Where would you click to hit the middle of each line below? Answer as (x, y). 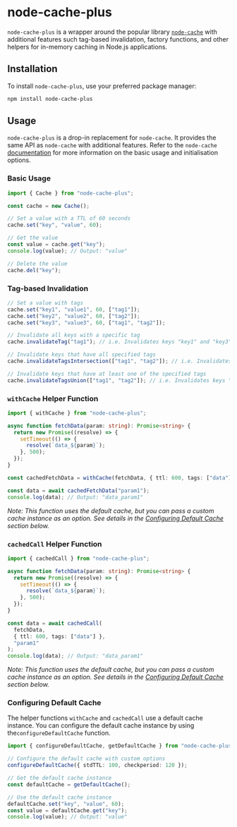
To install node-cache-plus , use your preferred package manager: (102, 86)
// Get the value (33, 238)
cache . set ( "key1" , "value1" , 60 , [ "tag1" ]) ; (74, 310)
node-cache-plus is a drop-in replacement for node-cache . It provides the (112, 137)
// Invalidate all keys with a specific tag (74, 336)
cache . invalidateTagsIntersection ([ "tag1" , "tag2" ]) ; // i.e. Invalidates (120, 361)
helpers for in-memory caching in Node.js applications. (87, 47)
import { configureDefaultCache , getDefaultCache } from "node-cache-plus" (121, 746)
